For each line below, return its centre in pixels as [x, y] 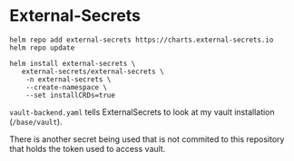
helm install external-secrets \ [73, 63]
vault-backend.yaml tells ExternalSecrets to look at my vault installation [142, 112]
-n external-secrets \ [69, 79]
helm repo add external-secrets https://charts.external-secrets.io [142, 40]
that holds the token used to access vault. [88, 148]
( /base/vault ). [36, 121]
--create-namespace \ [66, 87]
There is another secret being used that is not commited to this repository [147, 139]
